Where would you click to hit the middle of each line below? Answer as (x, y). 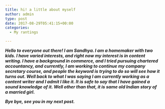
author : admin (20, 14)
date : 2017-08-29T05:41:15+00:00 (39, 23)
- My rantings (24, 32)
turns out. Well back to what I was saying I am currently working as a (77, 76)
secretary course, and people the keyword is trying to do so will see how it (82, 71)
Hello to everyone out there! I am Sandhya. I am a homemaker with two (79, 50)
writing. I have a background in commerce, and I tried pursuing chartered (82, 61)
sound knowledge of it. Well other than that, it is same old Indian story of (81, 87)
